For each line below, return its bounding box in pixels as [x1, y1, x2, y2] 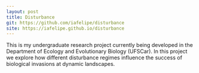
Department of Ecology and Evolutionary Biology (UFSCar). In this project [6, 48, 188, 55]
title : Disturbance [6, 14, 55, 20]
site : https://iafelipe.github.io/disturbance [6, 25, 125, 31]
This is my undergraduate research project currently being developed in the [6, 42, 193, 49]
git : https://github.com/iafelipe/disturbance [6, 20, 125, 26]
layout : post [6, 8, 39, 15]
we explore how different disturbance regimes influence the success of [6, 54, 183, 61]
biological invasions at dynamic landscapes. [6, 61, 115, 68]
